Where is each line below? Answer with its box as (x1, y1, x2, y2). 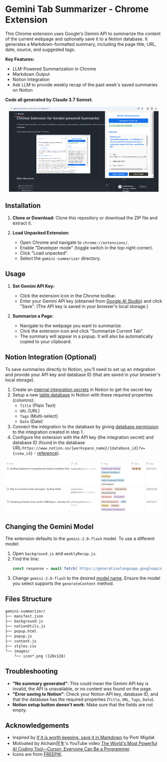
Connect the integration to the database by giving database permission (12, 423, 159, 429)
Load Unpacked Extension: (12, 229, 70, 235)
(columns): (12, 397, 35, 403)
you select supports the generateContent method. (12, 580, 114, 586)
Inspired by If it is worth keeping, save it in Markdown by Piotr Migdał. (12, 735, 156, 741)
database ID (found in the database (12, 439, 85, 445)
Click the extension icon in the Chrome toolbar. (19, 293, 116, 299)
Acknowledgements (5, 722, 69, 730)
